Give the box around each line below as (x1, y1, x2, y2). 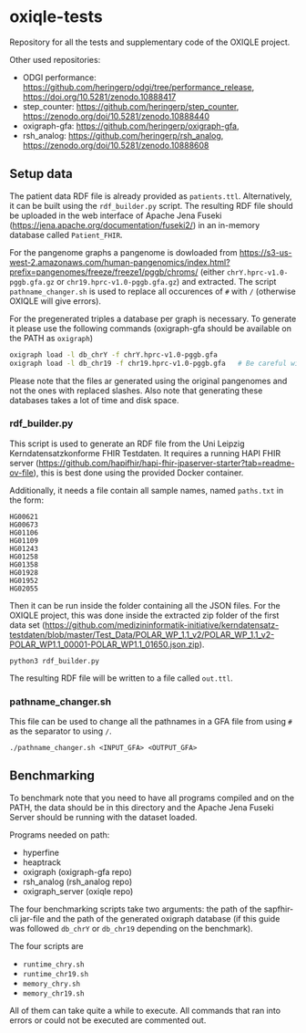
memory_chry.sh (22, 979, 81, 988)
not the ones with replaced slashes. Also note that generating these (9, 385, 263, 396)
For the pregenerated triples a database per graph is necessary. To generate (9, 313, 297, 324)
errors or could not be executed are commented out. (9, 1015, 207, 1026)
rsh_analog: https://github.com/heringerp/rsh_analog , (22, 130, 224, 141)
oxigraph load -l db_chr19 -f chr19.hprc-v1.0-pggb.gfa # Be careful (9, 359, 287, 368)
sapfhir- (263, 903, 294, 914)
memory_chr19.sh (22, 988, 85, 998)
